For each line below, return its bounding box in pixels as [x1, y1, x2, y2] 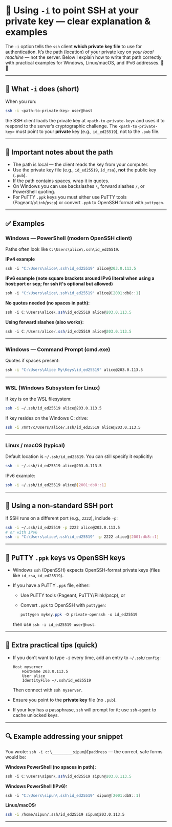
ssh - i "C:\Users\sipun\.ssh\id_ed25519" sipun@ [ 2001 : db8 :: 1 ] [5, 793, 141, 798]
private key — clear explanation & [5, 15, 151, 27]
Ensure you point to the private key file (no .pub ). [12, 697, 117, 703]
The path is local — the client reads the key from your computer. [12, 161, 148, 168]
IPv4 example [5, 256, 35, 263]
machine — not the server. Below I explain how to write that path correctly [5, 54, 162, 60]
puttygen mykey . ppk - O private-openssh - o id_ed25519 [20, 612, 138, 617]
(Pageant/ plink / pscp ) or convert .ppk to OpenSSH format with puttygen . [12, 200, 165, 206]
